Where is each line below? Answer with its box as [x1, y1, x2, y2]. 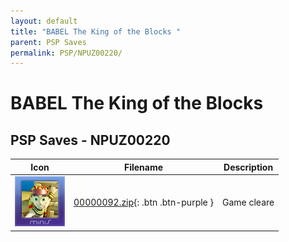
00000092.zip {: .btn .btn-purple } [73, 196, 214, 208]
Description [223, 161, 274, 173]
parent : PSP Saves [10, 37, 87, 47]
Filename [123, 161, 164, 173]
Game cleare [221, 196, 275, 208]
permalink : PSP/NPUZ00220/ [10, 48, 123, 58]
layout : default [10, 16, 78, 26]
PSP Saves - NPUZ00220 [10, 131, 171, 149]
